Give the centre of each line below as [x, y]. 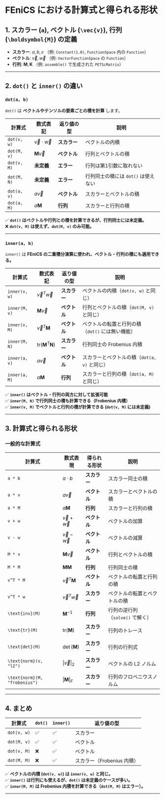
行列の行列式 [123, 647]
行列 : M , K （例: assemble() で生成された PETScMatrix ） [68, 64]
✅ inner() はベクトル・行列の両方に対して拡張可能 [56, 394]
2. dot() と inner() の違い [44, 86]
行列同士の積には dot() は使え [120, 176]
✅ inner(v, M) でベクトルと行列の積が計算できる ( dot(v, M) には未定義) [78, 407]
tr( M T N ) [46, 344]
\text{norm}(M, [25, 678]
